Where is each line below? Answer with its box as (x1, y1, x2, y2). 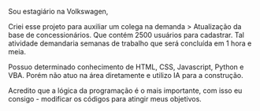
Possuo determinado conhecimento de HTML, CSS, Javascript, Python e (8, 62, 244, 72)
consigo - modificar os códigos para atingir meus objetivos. (8, 94, 202, 103)
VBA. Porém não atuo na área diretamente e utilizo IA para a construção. (8, 71, 243, 80)
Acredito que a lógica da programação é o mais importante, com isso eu (8, 86, 243, 95)
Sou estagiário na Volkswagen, (8, 7, 109, 16)
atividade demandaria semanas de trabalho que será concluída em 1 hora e (8, 39, 252, 48)
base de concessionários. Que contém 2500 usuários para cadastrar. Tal (8, 31, 244, 39)
